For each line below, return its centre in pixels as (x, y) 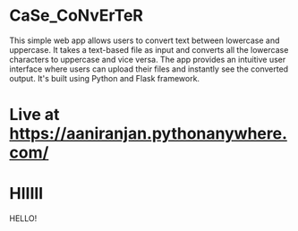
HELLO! (23, 218)
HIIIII (26, 194)
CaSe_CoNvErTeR (76, 16)
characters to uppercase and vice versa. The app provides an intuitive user (148, 59)
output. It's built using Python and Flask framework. (104, 78)
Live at (34, 115)
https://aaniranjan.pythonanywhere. (149, 134)
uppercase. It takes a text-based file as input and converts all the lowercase (149, 49)
